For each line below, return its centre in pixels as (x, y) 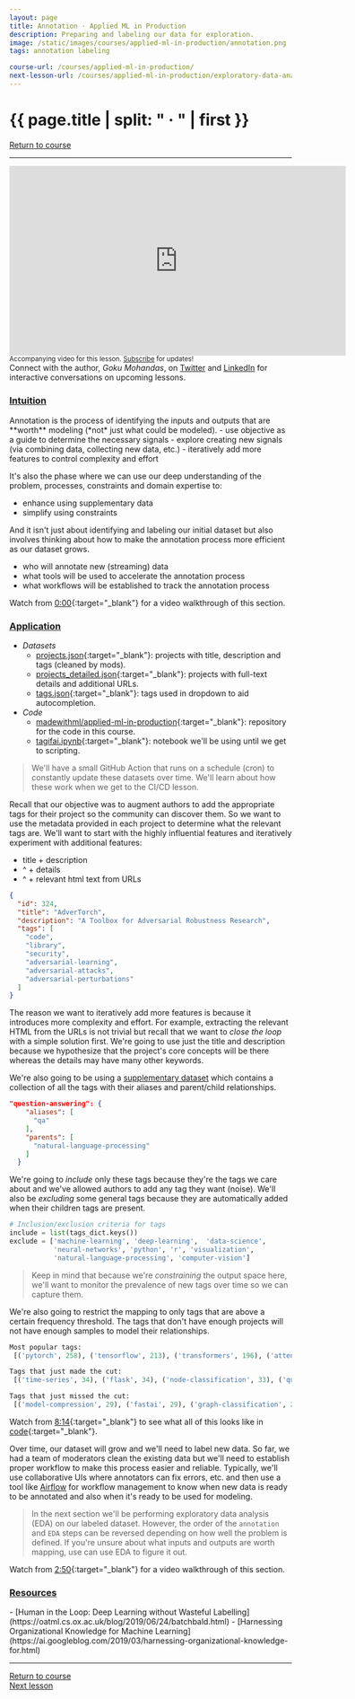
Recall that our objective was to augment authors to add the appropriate (142, 804)
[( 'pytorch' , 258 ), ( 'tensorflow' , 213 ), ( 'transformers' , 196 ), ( (142, 1356)
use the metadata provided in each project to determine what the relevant (145, 823)
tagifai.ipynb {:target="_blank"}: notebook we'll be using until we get (161, 741)
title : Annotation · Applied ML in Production (98, 26)
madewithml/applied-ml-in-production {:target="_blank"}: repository (161, 722)
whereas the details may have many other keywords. (107, 1061)
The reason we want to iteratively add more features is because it (130, 1013)
